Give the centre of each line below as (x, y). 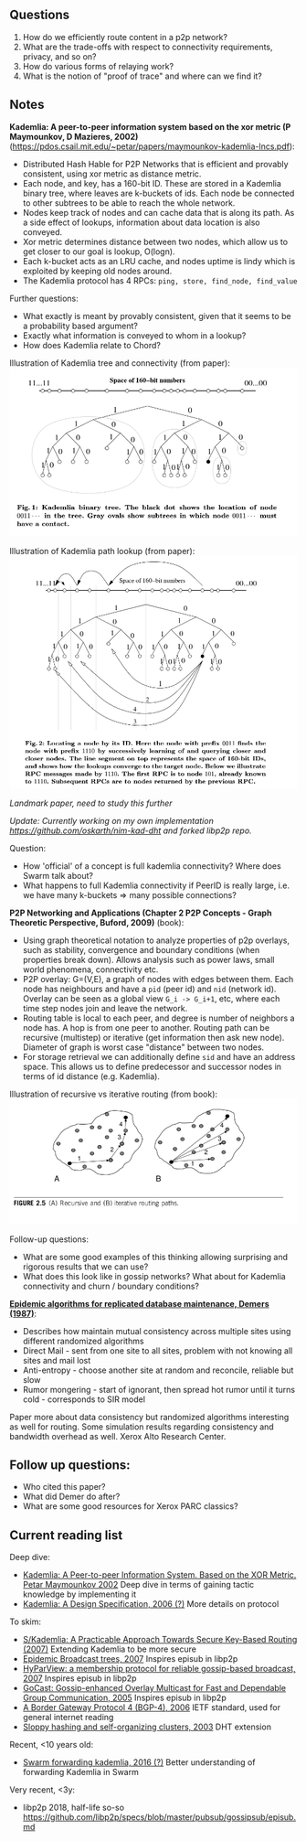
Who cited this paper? (64, 1487)
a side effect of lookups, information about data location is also (141, 222)
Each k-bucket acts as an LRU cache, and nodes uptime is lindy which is (159, 261)
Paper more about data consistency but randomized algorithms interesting (149, 1417)
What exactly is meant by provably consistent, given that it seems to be (157, 316)
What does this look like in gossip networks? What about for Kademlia (154, 1276)
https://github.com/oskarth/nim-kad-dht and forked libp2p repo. (131, 830)
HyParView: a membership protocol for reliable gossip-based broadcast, (159, 1669)
